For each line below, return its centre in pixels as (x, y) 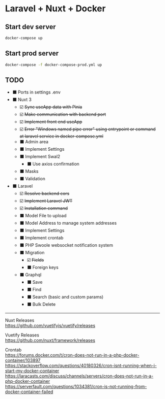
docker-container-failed (29, 392)
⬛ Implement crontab (41, 238)
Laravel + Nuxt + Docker (55, 9)
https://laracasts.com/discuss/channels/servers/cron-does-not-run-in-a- (79, 376)
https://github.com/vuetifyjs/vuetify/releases (50, 326)
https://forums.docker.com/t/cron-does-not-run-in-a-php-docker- (72, 355)
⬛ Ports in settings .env (36, 92)
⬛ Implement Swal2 (40, 157)
